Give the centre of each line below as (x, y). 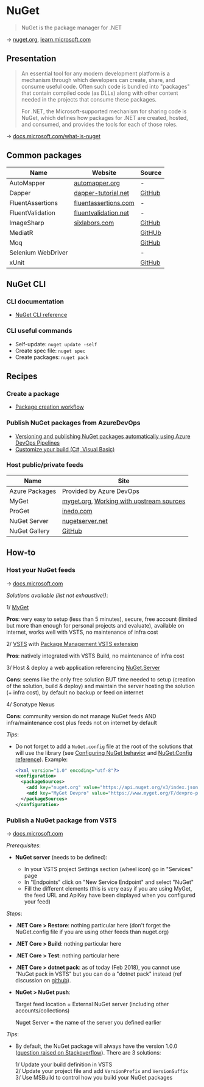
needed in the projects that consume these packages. (89, 99)
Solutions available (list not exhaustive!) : (57, 595)
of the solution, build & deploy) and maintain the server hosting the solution (100, 686)
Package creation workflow (49, 407)
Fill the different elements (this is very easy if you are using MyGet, (108, 888)
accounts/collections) (42, 1011)
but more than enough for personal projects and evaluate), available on (95, 625)
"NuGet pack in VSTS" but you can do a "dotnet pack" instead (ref (98, 974)
